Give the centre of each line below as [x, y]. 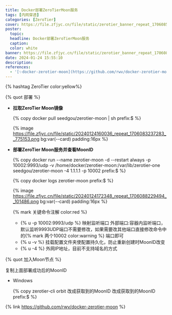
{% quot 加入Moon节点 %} [33, 259]
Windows [23, 280]
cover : [12, 24]
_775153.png [26, 139]
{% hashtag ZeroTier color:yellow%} [44, 87]
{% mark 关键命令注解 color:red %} [50, 212]
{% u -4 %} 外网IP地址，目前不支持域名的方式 [69, 248]
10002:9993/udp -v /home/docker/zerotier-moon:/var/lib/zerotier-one [86, 165]
